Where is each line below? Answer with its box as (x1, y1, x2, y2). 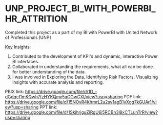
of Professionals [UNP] (5, 35, 51, 40)
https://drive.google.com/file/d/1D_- (25, 89, 97, 94)
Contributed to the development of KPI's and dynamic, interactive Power (12, 53, 158, 59)
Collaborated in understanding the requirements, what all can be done (12, 64, 153, 70)
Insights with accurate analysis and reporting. (12, 79, 104, 85)
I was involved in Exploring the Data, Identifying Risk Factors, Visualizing (12, 74, 158, 80)
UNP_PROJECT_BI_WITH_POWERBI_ (5, 3, 156, 14)
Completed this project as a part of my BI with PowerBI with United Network (5, 29, 158, 35)
